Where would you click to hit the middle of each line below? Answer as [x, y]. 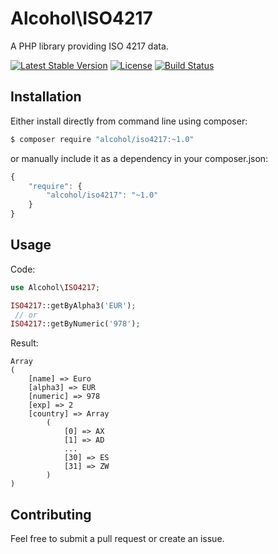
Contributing [51, 514]
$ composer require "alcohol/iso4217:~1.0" [102, 139]
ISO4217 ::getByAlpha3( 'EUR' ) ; [73, 305]
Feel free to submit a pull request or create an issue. [117, 539]
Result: [24, 343]
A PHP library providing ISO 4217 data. [89, 46]
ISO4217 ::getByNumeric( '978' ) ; [75, 324]
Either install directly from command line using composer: [129, 121]
